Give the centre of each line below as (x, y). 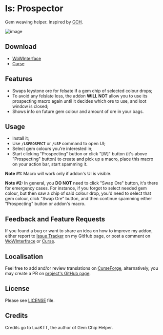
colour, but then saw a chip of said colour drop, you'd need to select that (78, 193)
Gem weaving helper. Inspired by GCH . (44, 22)
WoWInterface (27, 58)
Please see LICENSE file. (30, 300)
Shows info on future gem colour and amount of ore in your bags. (78, 111)
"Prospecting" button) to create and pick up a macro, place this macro (83, 159)
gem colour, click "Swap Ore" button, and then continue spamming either (79, 199)
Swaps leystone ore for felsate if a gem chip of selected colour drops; (82, 91)
